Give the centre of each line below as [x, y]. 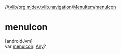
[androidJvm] [19, 41]
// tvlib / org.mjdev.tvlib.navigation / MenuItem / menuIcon [60, 7]
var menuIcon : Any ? [26, 46]
